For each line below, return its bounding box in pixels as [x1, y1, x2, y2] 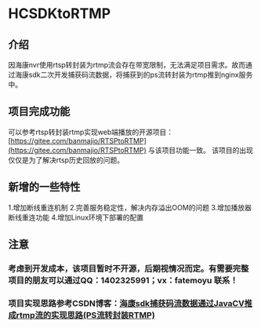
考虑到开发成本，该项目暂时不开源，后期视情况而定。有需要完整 [8, 263, 249, 274]
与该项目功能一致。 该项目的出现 [147, 145, 253, 155]
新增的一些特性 [8, 180, 81, 194]
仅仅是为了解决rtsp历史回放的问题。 [8, 155, 124, 165]
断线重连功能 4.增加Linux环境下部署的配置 [8, 213, 144, 222]
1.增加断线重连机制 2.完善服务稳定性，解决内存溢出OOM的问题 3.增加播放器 [8, 202, 252, 212]
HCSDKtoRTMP [8, 5, 111, 23]
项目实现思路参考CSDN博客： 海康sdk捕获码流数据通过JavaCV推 [8, 297, 253, 308]
